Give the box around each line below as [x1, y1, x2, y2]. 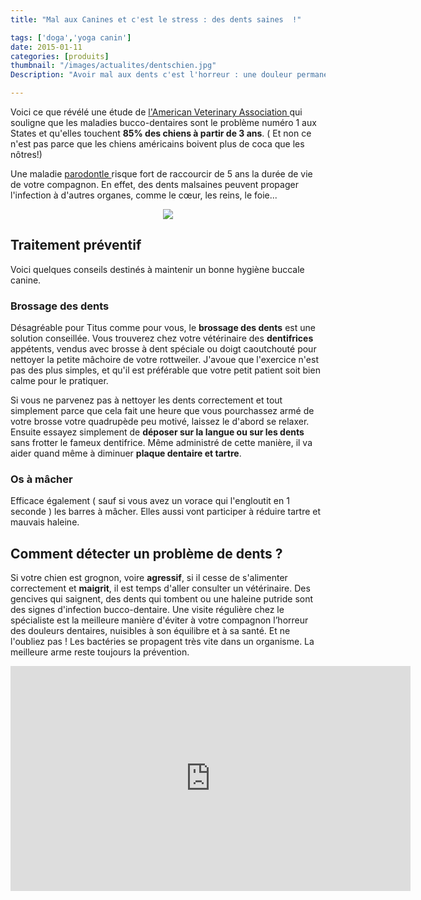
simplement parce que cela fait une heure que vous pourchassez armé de [10, 405, 315, 417]
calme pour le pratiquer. [10, 375, 109, 387]
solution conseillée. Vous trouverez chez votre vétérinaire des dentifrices [10, 332, 314, 345]
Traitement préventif [10, 237, 142, 254]
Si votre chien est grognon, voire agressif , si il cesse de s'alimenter [10, 572, 288, 584]
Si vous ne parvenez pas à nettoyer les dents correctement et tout [10, 394, 283, 406]
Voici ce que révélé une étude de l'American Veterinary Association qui [10, 106, 303, 118]
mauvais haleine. [10, 516, 80, 528]
